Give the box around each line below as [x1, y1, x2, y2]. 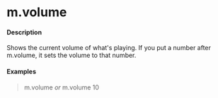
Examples [6, 67, 37, 75]
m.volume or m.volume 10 [23, 82, 100, 92]
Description [6, 27, 42, 36]
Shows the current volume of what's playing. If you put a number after [6, 44, 212, 52]
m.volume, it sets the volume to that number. [6, 51, 137, 60]
